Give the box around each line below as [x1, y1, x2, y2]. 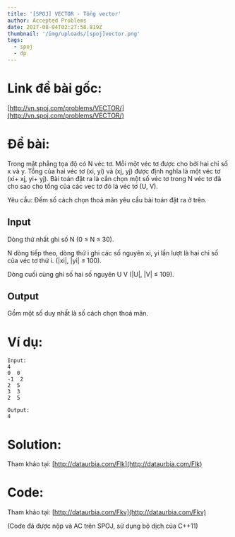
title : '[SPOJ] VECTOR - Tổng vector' [7, 10, 121, 18]
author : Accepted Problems [7, 17, 87, 24]
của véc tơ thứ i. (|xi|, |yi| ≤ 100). [7, 256, 102, 265]
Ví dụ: [7, 334, 43, 350]
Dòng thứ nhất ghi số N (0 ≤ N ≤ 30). [7, 235, 114, 243]
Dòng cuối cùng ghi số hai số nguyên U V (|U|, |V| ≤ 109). [7, 270, 174, 278]
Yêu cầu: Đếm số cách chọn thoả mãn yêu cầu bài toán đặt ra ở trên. [7, 195, 207, 204]
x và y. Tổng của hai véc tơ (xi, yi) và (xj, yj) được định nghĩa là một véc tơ [7, 167, 221, 175]
